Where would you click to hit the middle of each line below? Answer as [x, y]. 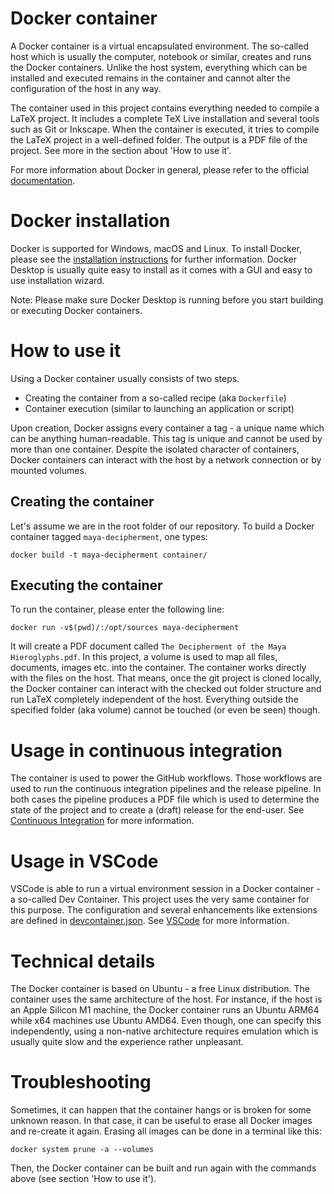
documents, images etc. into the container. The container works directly [158, 668]
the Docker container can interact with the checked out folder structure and [166, 689]
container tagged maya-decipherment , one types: [109, 536]
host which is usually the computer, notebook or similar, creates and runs [161, 56]
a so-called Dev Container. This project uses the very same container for [160, 899]
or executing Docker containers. [76, 310]
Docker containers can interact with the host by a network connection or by [166, 459]
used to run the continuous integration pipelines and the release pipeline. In [166, 789]
